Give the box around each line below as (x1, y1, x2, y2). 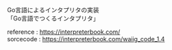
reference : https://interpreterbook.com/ (7, 28, 121, 36)
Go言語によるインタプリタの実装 (7, 6, 99, 14)
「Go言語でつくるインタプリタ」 (7, 14, 99, 22)
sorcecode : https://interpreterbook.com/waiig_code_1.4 (7, 35, 165, 43)
